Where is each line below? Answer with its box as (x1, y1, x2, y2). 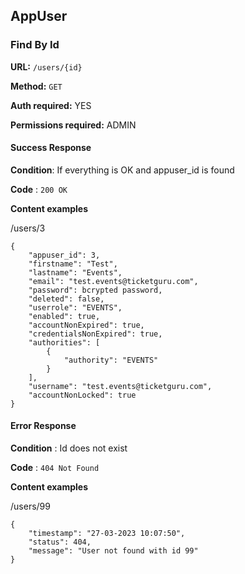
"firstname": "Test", (28, 259, 118, 269)
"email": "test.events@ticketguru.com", (28, 276, 199, 286)
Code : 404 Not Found (10, 462, 100, 474)
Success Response (10, 142, 92, 154)
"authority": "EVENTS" (63, 355, 159, 365)
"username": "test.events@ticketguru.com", (28, 381, 213, 391)
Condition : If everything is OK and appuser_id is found (10, 164, 235, 176)
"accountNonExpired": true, (28, 320, 145, 330)
